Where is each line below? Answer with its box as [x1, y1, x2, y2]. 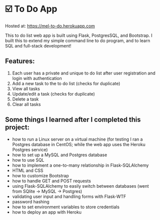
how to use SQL [12, 157, 45, 163]
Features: [5, 57, 35, 66]
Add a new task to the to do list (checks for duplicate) [12, 80, 121, 86]
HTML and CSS [12, 167, 44, 173]
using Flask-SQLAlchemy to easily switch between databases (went [12, 183, 149, 189]
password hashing [12, 198, 50, 204]
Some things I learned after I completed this [5, 116, 141, 124]
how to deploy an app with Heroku [12, 209, 82, 215]
